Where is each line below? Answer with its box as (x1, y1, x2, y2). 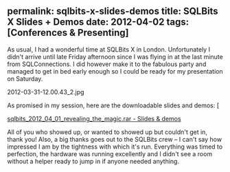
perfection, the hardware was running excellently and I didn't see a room (7, 149, 213, 158)
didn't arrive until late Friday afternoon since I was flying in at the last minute (7, 52, 223, 61)
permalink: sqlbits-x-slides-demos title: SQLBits (7, 6, 218, 17)
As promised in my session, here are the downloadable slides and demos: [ (7, 101, 220, 109)
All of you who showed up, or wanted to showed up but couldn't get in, (7, 127, 208, 136)
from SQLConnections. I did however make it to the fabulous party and (7, 60, 207, 68)
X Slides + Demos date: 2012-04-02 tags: (7, 17, 189, 28)
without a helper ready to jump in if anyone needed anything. (7, 157, 180, 165)
